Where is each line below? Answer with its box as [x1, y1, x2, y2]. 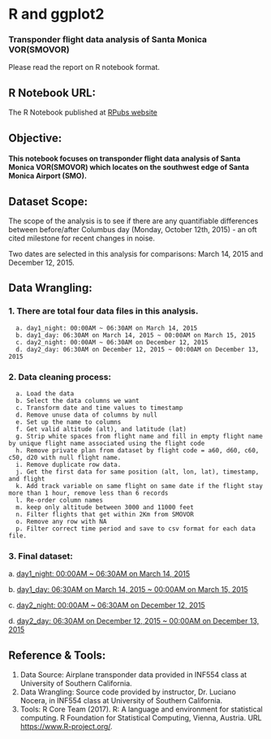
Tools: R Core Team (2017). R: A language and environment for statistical [19, 704, 264, 715]
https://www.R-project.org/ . [19, 722, 113, 732]
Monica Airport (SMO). [8, 171, 88, 181]
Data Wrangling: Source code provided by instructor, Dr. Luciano [19, 687, 237, 697]
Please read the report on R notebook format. [8, 63, 161, 72]
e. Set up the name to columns [15, 418, 122, 426]
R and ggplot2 [8, 5, 105, 24]
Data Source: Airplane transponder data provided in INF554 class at [19, 670, 247, 680]
